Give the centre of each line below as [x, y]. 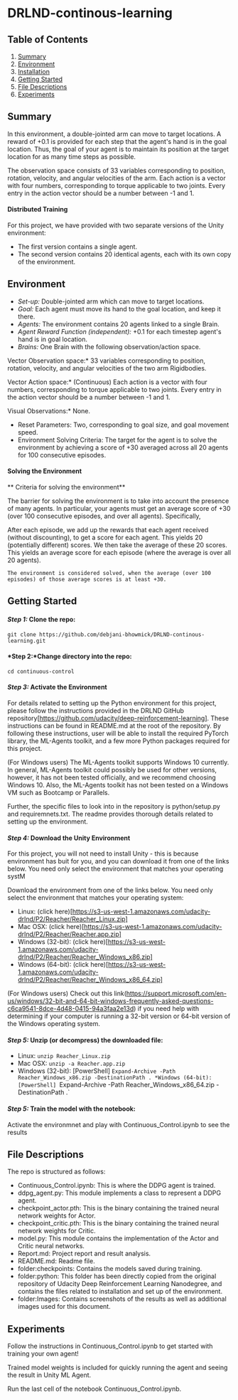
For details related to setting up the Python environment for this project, [112, 703]
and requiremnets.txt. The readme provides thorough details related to [110, 814]
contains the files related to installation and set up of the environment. [120, 1292]
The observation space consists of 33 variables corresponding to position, [117, 170]
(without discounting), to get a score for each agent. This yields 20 [105, 538]
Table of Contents [48, 40]
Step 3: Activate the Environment [58, 687]
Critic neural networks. [51, 1246]
